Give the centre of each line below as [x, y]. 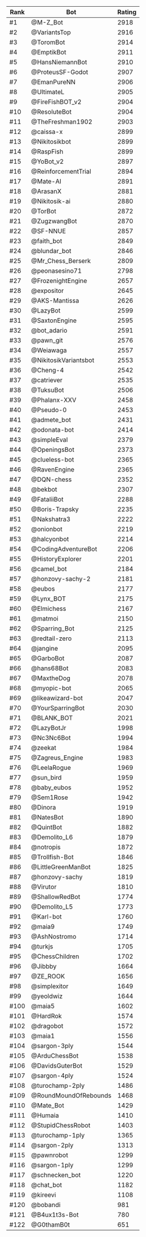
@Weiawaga [49, 350]
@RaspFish [47, 151]
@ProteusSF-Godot [60, 72]
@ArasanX [47, 191]
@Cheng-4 [48, 370]
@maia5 [43, 1006]
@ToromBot [48, 42]
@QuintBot [47, 827]
